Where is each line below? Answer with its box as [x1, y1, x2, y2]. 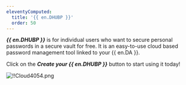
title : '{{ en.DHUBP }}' [11, 14, 74, 20]
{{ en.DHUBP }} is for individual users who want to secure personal [6, 37, 173, 44]
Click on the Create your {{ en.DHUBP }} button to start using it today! [6, 60, 181, 68]
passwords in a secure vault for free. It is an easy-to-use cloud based [6, 42, 179, 50]
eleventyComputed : [6, 8, 52, 15]
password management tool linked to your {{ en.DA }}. [6, 49, 140, 56]
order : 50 [11, 20, 36, 26]
